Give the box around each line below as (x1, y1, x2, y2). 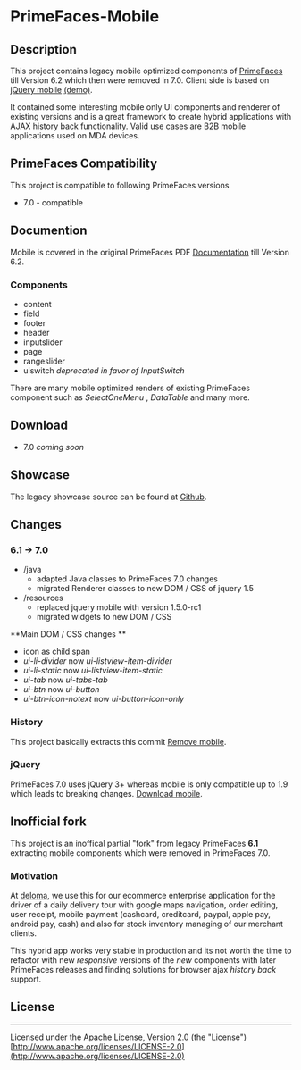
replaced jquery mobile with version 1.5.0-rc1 (36, 602, 202, 613)
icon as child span (22, 646, 90, 657)
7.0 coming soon (22, 441, 84, 452)
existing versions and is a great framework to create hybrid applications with (10, 112, 292, 121)
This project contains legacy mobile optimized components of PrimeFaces (10, 65, 283, 76)
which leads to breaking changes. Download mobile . (10, 788, 204, 798)
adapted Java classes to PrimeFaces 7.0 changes (36, 573, 218, 584)
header (22, 327, 50, 338)
